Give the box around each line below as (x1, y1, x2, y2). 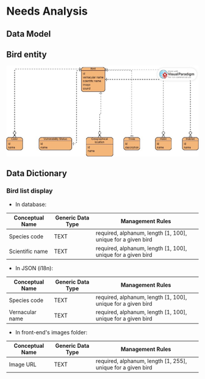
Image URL (9, 361, 37, 368)
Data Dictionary (6, 168, 67, 178)
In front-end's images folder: (15, 328, 88, 336)
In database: (15, 201, 47, 208)
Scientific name (9, 248, 48, 255)
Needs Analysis (6, 4, 88, 18)
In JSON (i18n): (15, 265, 54, 272)
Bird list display (6, 186, 53, 195)
